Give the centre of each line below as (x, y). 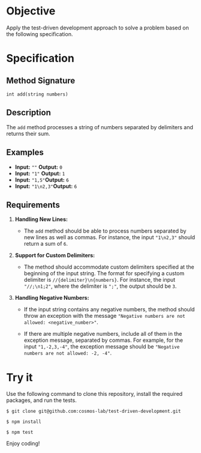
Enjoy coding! (23, 443)
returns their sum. (28, 133)
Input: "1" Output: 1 (40, 173)
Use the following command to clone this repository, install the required (94, 394)
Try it (19, 377)
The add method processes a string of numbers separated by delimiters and (100, 127)
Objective (31, 11)
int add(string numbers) (37, 94)
